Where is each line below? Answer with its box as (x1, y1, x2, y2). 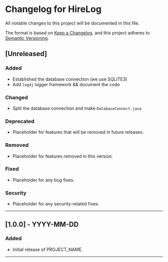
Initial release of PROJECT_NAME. (12, 246, 83, 252)
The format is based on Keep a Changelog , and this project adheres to (5, 30, 150, 36)
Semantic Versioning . (5, 35, 49, 41)
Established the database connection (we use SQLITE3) (12, 76, 127, 82)
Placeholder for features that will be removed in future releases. (12, 129, 144, 135)
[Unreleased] (5, 50, 47, 58)
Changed (5, 94, 28, 101)
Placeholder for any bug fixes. (12, 177, 75, 183)
